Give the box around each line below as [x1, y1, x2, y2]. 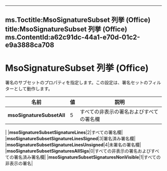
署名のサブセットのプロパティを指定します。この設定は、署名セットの [5, 80, 148, 86]
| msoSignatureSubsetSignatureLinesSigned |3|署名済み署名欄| [5, 136, 136, 142]
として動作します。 [13, 86, 53, 92]
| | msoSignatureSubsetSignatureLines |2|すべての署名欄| [5, 129, 123, 135]
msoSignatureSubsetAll [7, 112, 66, 119]
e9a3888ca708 [5, 41, 55, 50]
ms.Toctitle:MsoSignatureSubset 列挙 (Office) [5, 16, 151, 24]
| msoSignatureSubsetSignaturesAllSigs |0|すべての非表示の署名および [5, 148, 151, 154]
